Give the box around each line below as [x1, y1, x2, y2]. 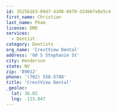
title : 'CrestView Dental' [6, 80, 72, 86]
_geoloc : [6, 85, 27, 91]
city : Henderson [6, 58, 46, 63]
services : [6, 31, 30, 36]
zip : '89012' [6, 69, 38, 75]
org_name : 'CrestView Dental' [6, 47, 80, 53]
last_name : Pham [6, 19, 46, 25]
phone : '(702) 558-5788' [6, 74, 67, 80]
